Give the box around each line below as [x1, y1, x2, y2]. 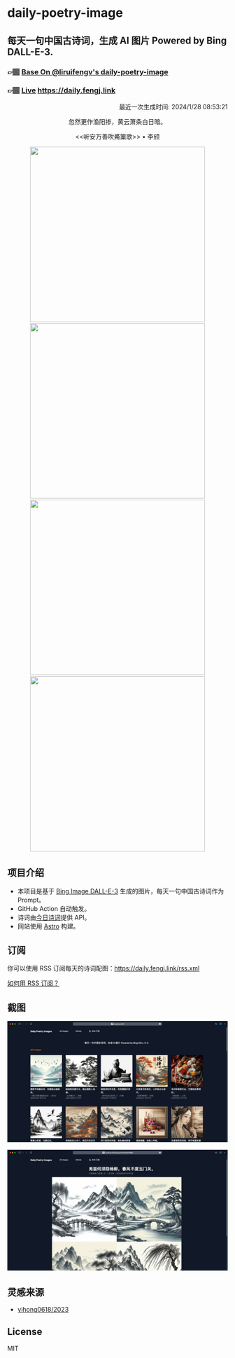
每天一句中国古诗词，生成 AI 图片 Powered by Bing [7, 34, 227, 46]
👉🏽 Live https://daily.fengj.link [7, 85, 116, 95]
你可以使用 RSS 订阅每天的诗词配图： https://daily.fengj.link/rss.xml [7, 964, 200, 973]
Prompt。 [17, 896, 45, 904]
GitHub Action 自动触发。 [17, 904, 91, 912]
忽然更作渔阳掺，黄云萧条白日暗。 [69, 117, 166, 125]
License [7, 1326, 43, 1338]
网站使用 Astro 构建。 [17, 921, 80, 930]
